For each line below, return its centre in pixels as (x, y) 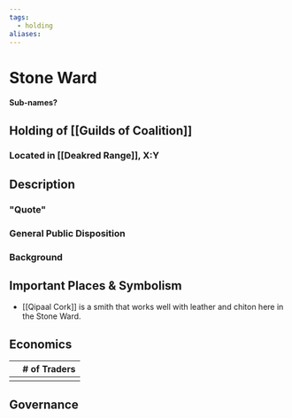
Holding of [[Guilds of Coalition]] (101, 131)
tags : (19, 17)
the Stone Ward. (51, 316)
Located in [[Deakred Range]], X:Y (84, 156)
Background (36, 257)
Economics (41, 344)
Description (42, 184)
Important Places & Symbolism (96, 286)
